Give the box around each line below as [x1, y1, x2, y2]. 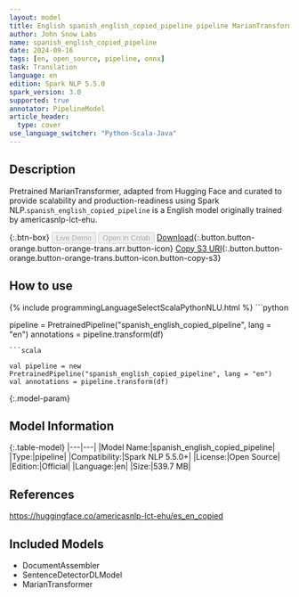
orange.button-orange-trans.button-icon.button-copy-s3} [9, 252, 222, 263]
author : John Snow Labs [9, 29, 98, 38]
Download [156, 232, 194, 242]
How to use [9, 278, 73, 294]
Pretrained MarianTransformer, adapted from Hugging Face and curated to [9, 185, 282, 196]
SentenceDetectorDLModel [21, 569, 123, 580]
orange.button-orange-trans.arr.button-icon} [9, 242, 174, 254]
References [9, 487, 75, 502]
